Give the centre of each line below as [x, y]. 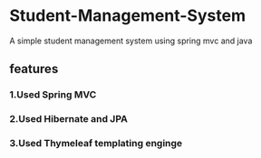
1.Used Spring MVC [53, 95]
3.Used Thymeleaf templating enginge [96, 144]
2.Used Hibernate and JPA [69, 119]
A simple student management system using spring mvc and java [131, 41]
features [34, 69]
